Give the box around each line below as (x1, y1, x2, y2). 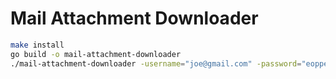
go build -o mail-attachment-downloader (10, 49, 182, 59)
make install (10, 40, 65, 50)
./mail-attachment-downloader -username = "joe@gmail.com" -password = (10, 58, 302, 69)
